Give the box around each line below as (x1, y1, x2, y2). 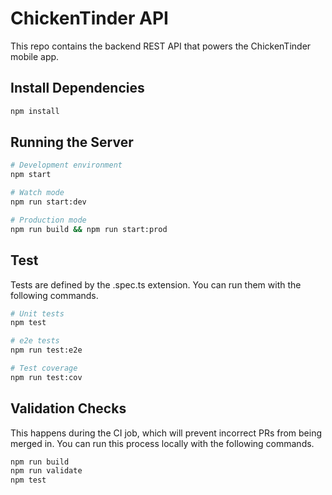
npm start (10, 170, 52, 180)
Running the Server (10, 134, 134, 151)
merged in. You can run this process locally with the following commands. (10, 437, 315, 449)
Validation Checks (10, 400, 127, 417)
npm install (10, 106, 60, 116)
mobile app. (10, 50, 60, 62)
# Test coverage (10, 363, 78, 373)
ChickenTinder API (10, 7, 169, 30)
